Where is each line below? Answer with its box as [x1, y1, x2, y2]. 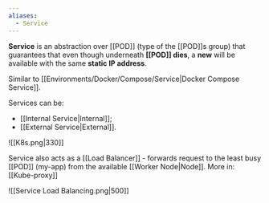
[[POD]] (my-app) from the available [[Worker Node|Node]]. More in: [8, 161, 235, 171]
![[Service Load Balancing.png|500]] [8, 185, 130, 195]
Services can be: [8, 98, 64, 108]
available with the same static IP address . [8, 58, 147, 68]
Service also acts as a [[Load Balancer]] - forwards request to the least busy [8, 153, 262, 163]
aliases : [8, 11, 38, 20]
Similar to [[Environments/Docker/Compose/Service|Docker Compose [8, 74, 240, 83]
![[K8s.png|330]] [8, 137, 64, 147]
